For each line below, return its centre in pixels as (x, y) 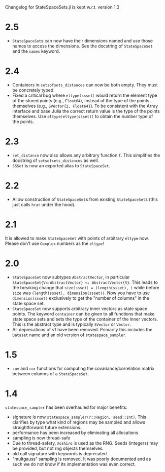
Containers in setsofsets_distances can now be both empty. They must (85, 85)
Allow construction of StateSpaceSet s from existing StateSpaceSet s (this (85, 199)
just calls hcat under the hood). (44, 204)
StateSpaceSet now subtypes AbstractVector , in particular (71, 277)
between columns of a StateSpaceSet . (50, 374)
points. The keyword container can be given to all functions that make (83, 314)
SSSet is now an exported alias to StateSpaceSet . (61, 165)
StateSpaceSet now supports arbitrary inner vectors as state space (80, 309)
